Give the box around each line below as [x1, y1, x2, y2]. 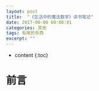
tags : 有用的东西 [6, 30, 44, 36]
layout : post [6, 8, 38, 15]
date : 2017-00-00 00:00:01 [6, 19, 72, 25]
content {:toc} [14, 52, 49, 58]
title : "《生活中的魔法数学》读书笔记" [6, 14, 94, 20]
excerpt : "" [6, 36, 35, 41]
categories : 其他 [6, 24, 47, 31]
